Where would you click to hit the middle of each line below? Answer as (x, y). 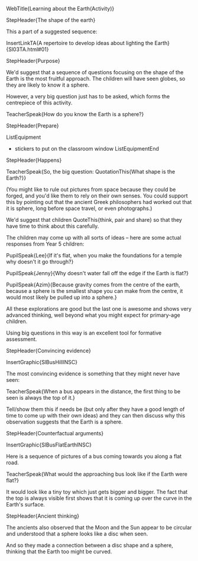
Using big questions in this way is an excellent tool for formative (84, 333)
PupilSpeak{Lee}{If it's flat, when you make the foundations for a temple (94, 255)
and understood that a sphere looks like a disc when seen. (77, 534)
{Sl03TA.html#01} (27, 49)
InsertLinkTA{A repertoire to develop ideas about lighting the (80, 43)
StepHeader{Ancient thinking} (43, 516)
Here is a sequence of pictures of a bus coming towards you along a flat (94, 456)
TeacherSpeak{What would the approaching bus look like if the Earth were (97, 474)
